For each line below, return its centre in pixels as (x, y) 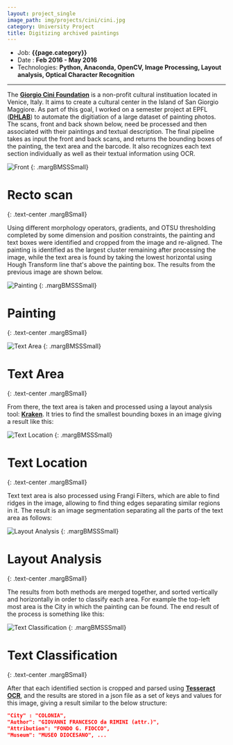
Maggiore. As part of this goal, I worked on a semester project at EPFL (107, 110)
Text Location (48, 463)
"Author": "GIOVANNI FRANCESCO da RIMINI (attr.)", (83, 722)
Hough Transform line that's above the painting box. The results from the (111, 265)
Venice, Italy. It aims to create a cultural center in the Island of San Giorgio (113, 102)
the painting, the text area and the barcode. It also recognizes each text (109, 146)
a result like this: (31, 422)
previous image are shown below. (55, 272)
